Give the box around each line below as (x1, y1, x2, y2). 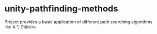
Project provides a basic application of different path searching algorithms (4, 19, 153, 25)
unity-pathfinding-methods (4, 3, 118, 14)
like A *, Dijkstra (4, 24, 36, 29)
